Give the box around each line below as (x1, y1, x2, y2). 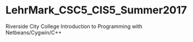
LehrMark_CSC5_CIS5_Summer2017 (5, 3, 187, 17)
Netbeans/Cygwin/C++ (5, 29, 63, 36)
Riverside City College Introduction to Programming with (5, 23, 143, 30)
